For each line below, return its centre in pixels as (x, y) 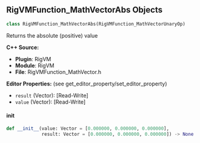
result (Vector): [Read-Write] (52, 95)
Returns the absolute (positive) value (52, 35)
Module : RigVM (35, 65)
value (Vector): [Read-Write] (50, 102)
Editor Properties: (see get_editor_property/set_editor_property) (87, 84)
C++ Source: (23, 47)
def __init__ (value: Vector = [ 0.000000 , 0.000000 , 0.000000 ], (88, 128)
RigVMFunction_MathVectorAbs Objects (84, 10)
